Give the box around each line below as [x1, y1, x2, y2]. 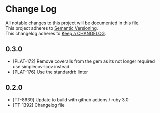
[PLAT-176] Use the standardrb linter [12, 69, 88, 75]
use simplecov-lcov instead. [12, 63, 71, 69]
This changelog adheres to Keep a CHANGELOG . [5, 30, 106, 36]
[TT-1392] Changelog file [12, 102, 65, 108]
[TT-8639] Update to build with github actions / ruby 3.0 [12, 96, 129, 103]
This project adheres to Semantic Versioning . [5, 25, 98, 31]
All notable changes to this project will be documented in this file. [5, 20, 140, 26]
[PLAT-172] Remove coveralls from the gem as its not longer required [12, 58, 155, 64]
